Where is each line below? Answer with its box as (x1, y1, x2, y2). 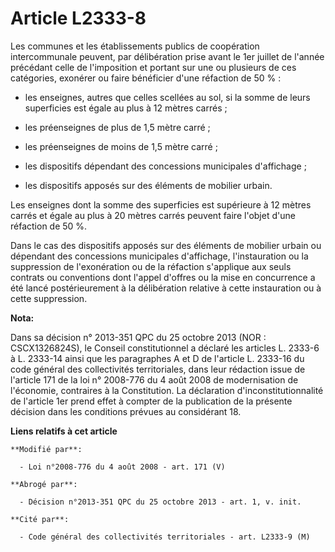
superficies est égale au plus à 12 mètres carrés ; (24, 102, 228, 114)
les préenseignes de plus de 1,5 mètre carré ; (24, 121, 211, 133)
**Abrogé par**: (10, 479, 78, 489)
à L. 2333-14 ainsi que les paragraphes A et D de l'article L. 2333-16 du (10, 352, 305, 364)
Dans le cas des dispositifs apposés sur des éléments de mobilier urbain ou (10, 239, 322, 251)
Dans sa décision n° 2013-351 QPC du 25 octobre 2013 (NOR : (10, 331, 267, 343)
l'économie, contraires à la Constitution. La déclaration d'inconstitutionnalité (10, 384, 324, 396)
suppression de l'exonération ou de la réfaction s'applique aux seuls (10, 260, 292, 272)
